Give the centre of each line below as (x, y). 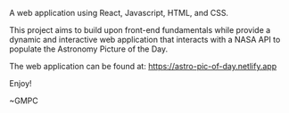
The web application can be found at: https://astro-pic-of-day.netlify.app (143, 66)
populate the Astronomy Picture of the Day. (89, 49)
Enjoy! (21, 83)
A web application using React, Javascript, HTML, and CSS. (119, 13)
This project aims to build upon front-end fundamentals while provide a (140, 30)
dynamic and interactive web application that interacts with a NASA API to (145, 40)
